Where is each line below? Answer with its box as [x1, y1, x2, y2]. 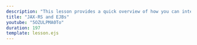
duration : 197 [6, 25, 41, 31]
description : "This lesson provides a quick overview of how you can [6, 8, 180, 15]
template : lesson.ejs [6, 30, 59, 36]
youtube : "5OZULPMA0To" [6, 19, 64, 25]
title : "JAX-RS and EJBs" [6, 14, 69, 20]
